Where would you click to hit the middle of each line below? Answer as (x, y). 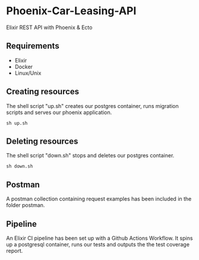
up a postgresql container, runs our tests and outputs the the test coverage (98, 244)
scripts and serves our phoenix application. (59, 112)
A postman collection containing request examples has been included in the (99, 199)
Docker (24, 66)
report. (15, 251)
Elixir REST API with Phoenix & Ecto (49, 27)
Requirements (33, 46)
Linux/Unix (28, 73)
